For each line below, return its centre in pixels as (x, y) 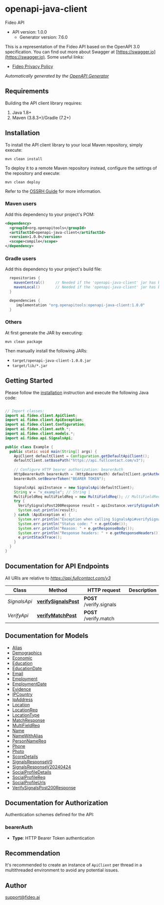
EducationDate (27, 668)
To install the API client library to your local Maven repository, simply (74, 144)
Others (13, 322)
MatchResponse (29, 720)
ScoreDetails (25, 756)
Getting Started (29, 381)
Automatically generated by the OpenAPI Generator (57, 76)
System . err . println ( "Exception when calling (64, 519)
